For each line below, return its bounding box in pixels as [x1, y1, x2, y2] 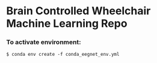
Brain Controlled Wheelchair [6, 4, 151, 18]
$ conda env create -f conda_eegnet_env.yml [6, 52, 120, 58]
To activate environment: [6, 38, 81, 46]
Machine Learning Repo [6, 17, 128, 30]
